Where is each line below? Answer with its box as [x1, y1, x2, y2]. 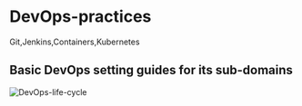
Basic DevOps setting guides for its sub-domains [9, 63, 294, 78]
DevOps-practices [9, 6, 152, 27]
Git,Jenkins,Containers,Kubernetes [9, 36, 140, 47]
